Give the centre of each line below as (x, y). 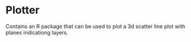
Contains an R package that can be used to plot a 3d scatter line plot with (95, 26)
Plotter (23, 10)
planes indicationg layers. (37, 32)
